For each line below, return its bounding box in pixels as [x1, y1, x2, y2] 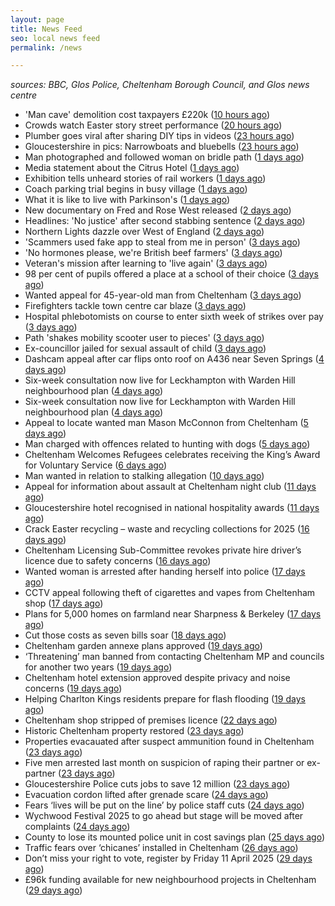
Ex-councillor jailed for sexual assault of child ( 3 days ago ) [24, 342, 267, 355]
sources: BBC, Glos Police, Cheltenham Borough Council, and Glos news [10, 79, 310, 91]
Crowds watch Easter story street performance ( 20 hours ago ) [24, 119, 283, 131]
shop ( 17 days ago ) [24, 597, 104, 610]
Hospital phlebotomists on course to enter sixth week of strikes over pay [24, 311, 324, 323]
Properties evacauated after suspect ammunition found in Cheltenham [24, 736, 315, 748]
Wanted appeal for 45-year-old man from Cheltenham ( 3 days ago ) [24, 289, 302, 301]
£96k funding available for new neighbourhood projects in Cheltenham [24, 874, 317, 886]
